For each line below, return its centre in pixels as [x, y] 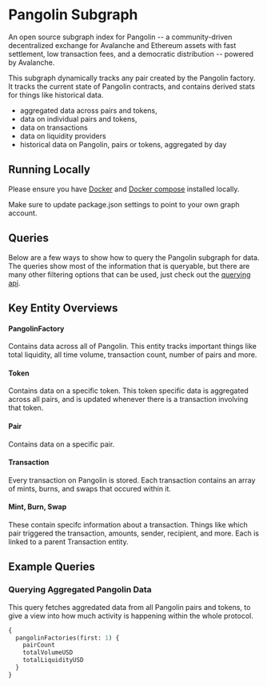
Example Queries [52, 567]
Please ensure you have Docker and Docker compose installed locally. [124, 189]
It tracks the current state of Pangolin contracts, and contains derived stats [132, 86]
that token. [26, 408]
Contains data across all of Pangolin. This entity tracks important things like [133, 347]
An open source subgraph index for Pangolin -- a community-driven [120, 37]
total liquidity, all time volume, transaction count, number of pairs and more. [133, 355]
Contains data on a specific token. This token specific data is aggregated [129, 391]
